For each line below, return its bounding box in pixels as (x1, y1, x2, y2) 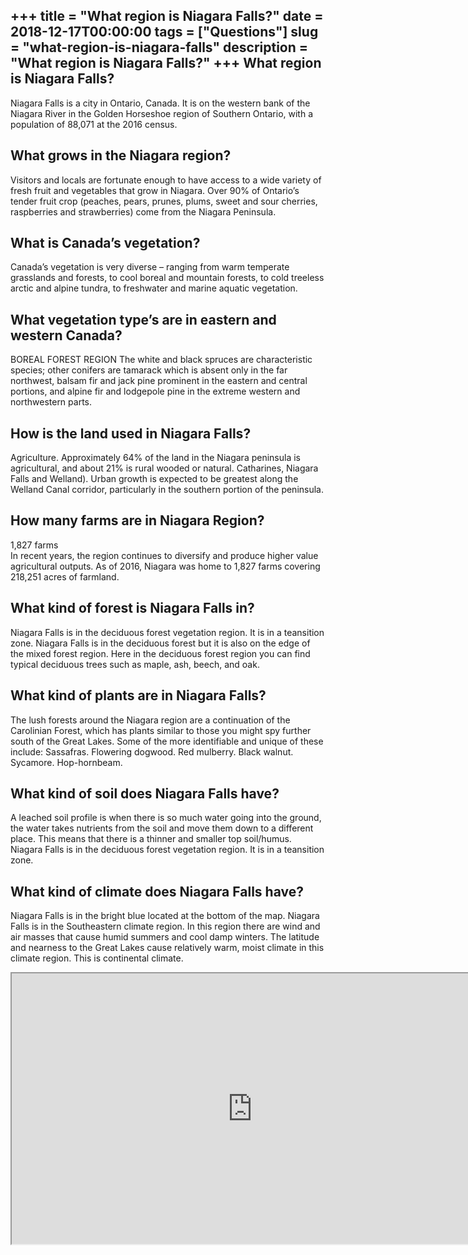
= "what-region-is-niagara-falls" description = (10, 39, 309, 56)
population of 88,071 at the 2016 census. (10, 118, 178, 130)
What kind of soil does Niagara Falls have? (10, 785, 280, 802)
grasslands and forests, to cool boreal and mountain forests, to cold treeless (10, 272, 325, 284)
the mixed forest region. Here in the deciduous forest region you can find (10, 647, 311, 659)
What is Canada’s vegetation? (10, 235, 201, 252)
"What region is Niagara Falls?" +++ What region (10, 55, 322, 72)
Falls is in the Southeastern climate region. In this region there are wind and (10, 920, 321, 933)
